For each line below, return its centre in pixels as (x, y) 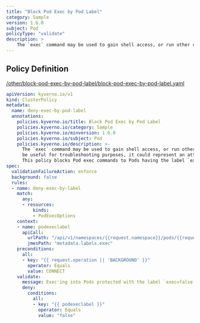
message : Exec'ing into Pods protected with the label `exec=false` (109, 282)
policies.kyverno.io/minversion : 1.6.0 (66, 133)
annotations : (28, 117)
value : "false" (57, 315)
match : (25, 194)
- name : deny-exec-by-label (46, 188)
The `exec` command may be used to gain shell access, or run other (104, 45)
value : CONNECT (46, 271)
